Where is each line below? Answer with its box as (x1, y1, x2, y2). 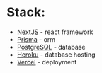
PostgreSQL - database (16, 43, 86, 51)
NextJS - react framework (16, 28, 93, 36)
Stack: (6, 4, 46, 21)
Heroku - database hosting (16, 50, 96, 59)
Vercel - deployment (16, 57, 77, 66)
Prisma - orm (16, 35, 56, 43)
